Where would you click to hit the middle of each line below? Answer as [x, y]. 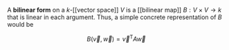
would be [20, 24]
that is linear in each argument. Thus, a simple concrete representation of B [115, 17]
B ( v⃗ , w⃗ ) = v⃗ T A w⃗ [116, 38]
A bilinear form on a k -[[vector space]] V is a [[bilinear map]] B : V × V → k [114, 10]
